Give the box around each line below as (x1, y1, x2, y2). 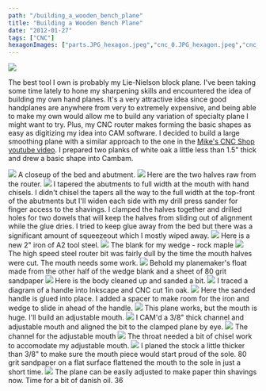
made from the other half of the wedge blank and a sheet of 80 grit (8, 266, 227, 276)
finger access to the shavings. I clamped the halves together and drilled (8, 205, 242, 214)
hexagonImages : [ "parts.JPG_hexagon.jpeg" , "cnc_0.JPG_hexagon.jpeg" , (8, 41, 243, 49)
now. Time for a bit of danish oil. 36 (8, 376, 123, 385)
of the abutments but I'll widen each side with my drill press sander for (8, 196, 238, 206)
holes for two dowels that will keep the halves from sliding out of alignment (8, 213, 253, 223)
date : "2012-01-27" (8, 26, 73, 34)
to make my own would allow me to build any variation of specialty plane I (8, 112, 249, 121)
